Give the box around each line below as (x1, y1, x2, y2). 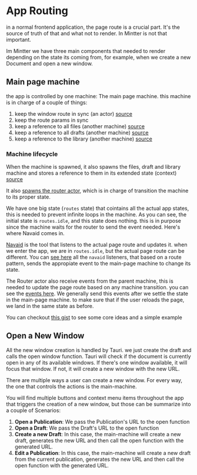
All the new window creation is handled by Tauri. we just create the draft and (6, 346, 192, 353)
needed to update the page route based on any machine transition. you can (6, 284, 189, 291)
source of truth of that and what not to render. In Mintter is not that (6, 29, 168, 36)
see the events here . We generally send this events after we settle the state (6, 290, 189, 297)
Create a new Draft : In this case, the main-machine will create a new (14, 430, 181, 437)
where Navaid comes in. (6, 230, 65, 237)
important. (6, 36, 31, 43)
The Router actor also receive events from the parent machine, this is (6, 277, 173, 285)
